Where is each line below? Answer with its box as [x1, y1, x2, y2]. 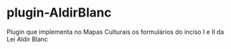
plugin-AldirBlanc [6, 5, 112, 21]
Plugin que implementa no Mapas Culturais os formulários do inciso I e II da [6, 28, 225, 36]
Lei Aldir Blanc [6, 35, 48, 43]
